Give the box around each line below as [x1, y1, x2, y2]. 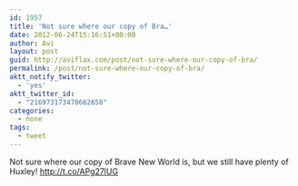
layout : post [9, 47, 59, 56]
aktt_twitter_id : [9, 89, 75, 98]
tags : [9, 123, 30, 132]
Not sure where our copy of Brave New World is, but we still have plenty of [9, 156, 289, 167]
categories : [9, 106, 55, 115]
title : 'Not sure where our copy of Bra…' [9, 22, 173, 31]
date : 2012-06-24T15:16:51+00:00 [9, 30, 136, 39]
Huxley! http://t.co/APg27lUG [9, 165, 119, 177]
